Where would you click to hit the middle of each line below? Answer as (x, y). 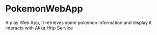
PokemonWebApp (44, 9)
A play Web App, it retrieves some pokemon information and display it (78, 22)
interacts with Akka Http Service (39, 27)
